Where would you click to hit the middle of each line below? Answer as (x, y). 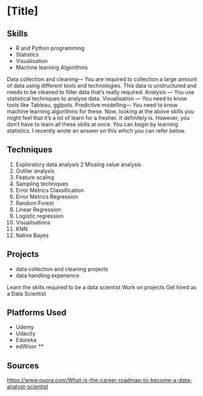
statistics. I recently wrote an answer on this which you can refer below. (96, 131)
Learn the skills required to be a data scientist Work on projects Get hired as (101, 287)
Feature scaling (35, 177)
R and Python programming (50, 48)
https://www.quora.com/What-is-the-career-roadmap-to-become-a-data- (100, 380)
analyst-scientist (28, 387)
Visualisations (33, 222)
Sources (23, 365)
